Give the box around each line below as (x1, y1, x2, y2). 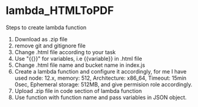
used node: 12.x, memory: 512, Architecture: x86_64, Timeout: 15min (14, 74, 187, 81)
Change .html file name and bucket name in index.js (14, 61, 145, 69)
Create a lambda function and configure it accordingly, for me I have (14, 67, 187, 75)
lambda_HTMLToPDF (5, 4, 114, 18)
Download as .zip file (14, 35, 68, 43)
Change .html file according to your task (14, 48, 116, 55)
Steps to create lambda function (5, 24, 87, 31)
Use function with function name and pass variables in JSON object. (14, 94, 187, 101)
